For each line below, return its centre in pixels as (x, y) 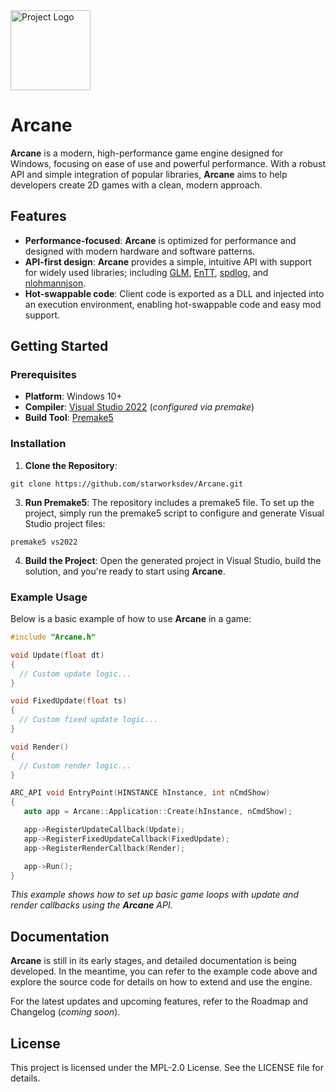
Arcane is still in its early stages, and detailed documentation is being (153, 961)
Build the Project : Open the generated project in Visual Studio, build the (173, 560)
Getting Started (59, 346)
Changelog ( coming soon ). (65, 1012)
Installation (38, 444)
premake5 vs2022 (44, 542)
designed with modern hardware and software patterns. (140, 251)
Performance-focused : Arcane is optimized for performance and (160, 240)
